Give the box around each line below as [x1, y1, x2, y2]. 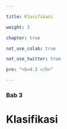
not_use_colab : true [6, 45, 57, 52]
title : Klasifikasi [6, 13, 54, 19]
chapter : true [6, 35, 41, 41]
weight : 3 [6, 24, 30, 30]
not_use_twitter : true [6, 56, 61, 62]
